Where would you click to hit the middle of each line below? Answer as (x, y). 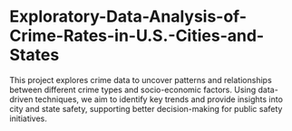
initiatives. (29, 118)
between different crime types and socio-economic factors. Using (133, 89)
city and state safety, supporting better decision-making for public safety (146, 108)
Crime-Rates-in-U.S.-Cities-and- (137, 36)
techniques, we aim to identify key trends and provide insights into (159, 99)
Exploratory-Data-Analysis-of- (128, 17)
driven (21, 99)
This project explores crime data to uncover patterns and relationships (141, 80)
